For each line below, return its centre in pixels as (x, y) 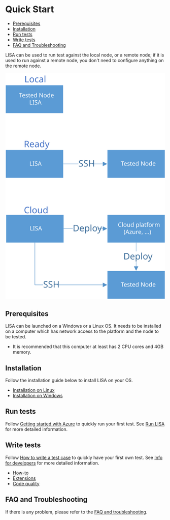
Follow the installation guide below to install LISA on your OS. (69, 381)
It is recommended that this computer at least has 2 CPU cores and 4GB (88, 346)
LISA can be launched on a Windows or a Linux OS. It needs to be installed (83, 326)
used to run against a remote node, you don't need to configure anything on (84, 60)
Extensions (24, 478)
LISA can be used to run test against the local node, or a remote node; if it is (85, 55)
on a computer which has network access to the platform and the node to (82, 331)
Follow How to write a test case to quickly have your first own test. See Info (84, 457)
